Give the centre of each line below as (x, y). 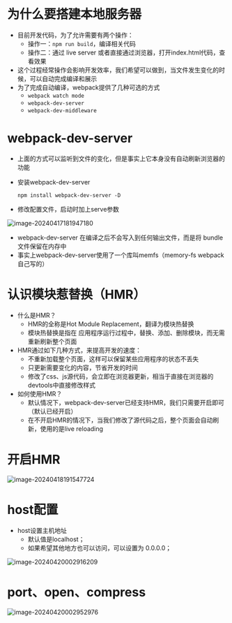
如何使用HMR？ (40, 394)
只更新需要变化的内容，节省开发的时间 (83, 367)
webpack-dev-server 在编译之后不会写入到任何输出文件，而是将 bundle (120, 237)
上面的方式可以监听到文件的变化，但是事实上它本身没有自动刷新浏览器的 (121, 159)
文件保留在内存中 (42, 246)
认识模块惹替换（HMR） (77, 295)
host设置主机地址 (42, 530)
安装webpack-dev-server (54, 182)
